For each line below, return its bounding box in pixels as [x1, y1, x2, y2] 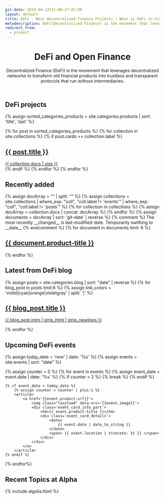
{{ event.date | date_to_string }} [57, 422, 131, 427]
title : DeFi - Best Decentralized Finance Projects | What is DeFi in [5, 16, 153, 21]
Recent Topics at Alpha [5, 475, 78, 484]
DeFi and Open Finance [34, 51, 131, 62]
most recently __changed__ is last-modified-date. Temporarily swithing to [5, 219, 153, 225]
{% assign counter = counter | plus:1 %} [14, 388, 100, 393]
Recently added [5, 180, 55, 188]
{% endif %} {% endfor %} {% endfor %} [5, 166, 88, 172]
